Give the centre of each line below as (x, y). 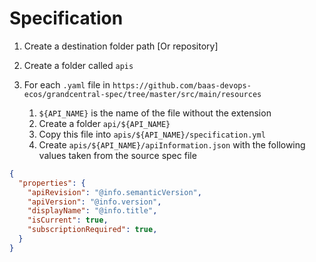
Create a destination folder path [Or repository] (121, 46)
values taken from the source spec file (117, 155)
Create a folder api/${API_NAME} (104, 123)
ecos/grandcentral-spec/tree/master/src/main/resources (142, 94)
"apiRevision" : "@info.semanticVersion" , (114, 192)
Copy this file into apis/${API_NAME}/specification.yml (152, 134)
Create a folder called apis (78, 65)
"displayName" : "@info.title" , (92, 211)
